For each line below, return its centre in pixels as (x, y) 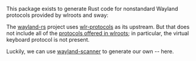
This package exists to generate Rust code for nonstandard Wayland (92, 9)
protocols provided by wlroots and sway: (57, 15)
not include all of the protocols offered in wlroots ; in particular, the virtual (98, 33)
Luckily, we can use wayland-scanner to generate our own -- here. (90, 51)
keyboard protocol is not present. (48, 40)
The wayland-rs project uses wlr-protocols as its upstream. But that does (98, 27)
